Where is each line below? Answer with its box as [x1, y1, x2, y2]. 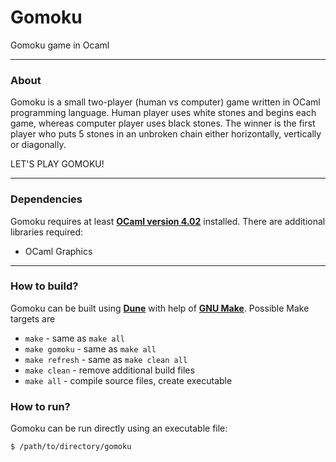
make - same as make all [24, 332, 125, 344]
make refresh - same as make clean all [24, 353, 188, 365]
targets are [10, 312, 56, 325]
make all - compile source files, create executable [24, 374, 233, 386]
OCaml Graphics [24, 245, 93, 257]
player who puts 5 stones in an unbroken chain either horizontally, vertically [10, 128, 322, 140]
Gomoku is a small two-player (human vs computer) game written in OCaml [10, 96, 321, 108]
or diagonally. [10, 139, 67, 151]
